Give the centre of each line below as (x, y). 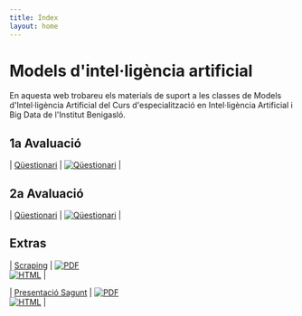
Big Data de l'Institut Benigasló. (68, 115)
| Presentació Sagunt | (51, 292)
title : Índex (34, 18)
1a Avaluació (45, 143)
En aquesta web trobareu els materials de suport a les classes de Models (146, 96)
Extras (28, 243)
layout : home (34, 26)
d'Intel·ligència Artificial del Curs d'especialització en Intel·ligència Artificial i (151, 106)
